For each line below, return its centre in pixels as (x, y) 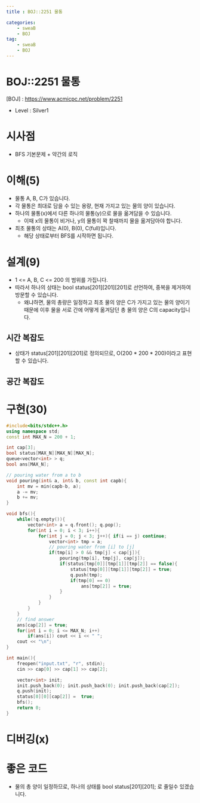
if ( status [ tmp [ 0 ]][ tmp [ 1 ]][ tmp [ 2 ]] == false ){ (119, 564)
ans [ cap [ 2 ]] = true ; (42, 625)
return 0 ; (29, 708)
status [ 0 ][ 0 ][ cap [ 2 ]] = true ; (56, 697)
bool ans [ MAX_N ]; (28, 464)
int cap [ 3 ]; (21, 448)
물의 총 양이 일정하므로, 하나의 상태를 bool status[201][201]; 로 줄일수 (96, 786)
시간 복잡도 (25, 338)
